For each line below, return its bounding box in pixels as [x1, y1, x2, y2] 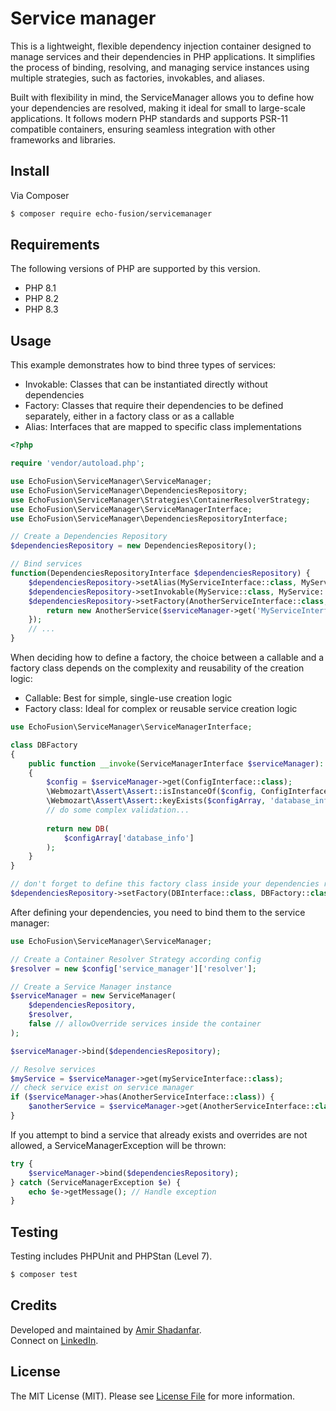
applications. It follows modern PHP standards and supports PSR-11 [10, 112, 288, 124]
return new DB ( [46, 823, 110, 834]
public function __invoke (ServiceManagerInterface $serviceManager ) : [28, 758, 325, 769]
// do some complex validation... [46, 805, 190, 815]
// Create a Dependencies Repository [10, 532, 168, 542]
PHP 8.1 [24, 282, 57, 294]
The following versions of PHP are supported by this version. [10, 263, 261, 275]
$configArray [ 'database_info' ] [63, 833, 195, 843]
